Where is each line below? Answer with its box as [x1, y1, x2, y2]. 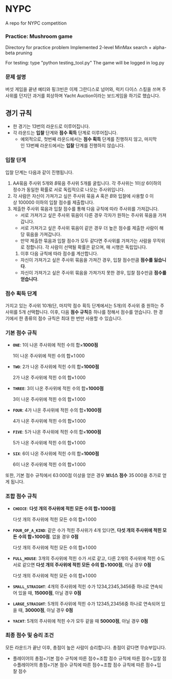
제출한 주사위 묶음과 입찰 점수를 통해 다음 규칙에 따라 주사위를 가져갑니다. [12, 206, 159, 212]
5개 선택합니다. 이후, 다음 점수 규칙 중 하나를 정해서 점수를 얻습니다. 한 [18, 309, 158, 315]
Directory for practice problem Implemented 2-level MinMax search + [5, 44, 152, 51]
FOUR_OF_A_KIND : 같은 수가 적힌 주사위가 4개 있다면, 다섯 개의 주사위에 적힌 [12, 527, 162, 533]
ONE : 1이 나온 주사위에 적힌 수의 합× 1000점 [12, 342, 98, 348]
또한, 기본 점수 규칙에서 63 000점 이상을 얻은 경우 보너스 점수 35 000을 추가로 [5, 472, 161, 479]
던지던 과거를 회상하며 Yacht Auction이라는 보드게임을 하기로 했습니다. [18, 93, 160, 99]
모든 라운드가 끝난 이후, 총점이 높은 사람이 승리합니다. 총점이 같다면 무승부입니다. [5, 644, 166, 650]
